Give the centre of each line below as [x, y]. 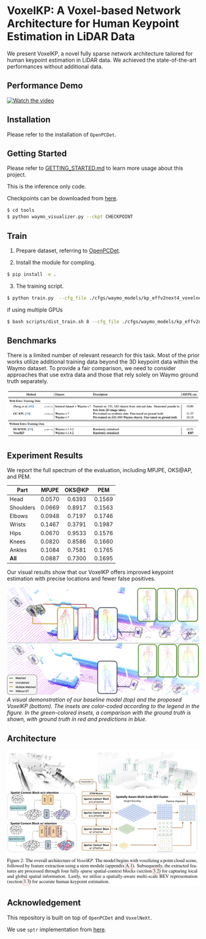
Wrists [18, 524]
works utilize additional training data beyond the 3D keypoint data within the [102, 362]
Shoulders [22, 507]
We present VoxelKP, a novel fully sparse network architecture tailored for [100, 53]
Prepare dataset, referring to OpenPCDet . [68, 250]
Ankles [18, 550]
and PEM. [19, 477]
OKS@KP [77, 490]
